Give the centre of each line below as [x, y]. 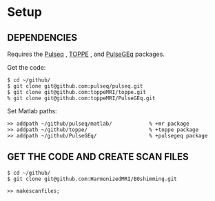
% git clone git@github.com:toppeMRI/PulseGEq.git [81, 98]
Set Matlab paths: [32, 111]
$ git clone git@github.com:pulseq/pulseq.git [75, 86]
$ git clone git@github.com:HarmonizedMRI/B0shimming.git [92, 179]
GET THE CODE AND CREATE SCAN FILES [98, 157]
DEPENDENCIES [42, 38]
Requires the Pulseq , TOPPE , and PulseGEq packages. [86, 54]
